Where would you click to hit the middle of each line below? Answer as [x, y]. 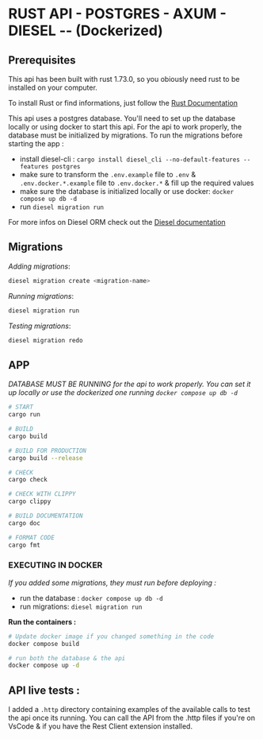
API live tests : [44, 690]
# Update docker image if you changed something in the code [111, 636]
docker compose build [44, 644]
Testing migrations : [40, 326]
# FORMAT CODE [32, 537]
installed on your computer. [53, 87]
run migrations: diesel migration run [81, 606]
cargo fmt [25, 545]
